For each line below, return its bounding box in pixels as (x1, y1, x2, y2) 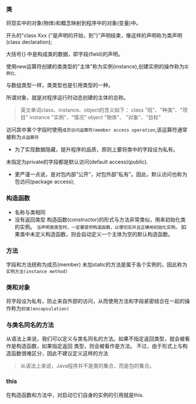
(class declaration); (6, 39, 52, 46)
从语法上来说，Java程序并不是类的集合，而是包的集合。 (20, 362, 155, 370)
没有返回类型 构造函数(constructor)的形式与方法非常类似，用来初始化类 (14, 216, 186, 223)
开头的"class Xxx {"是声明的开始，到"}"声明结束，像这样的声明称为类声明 (6, 32, 183, 39)
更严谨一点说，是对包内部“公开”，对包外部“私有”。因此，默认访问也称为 (14, 171, 188, 178)
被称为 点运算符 (6, 133, 39, 141)
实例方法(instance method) (6, 268, 68, 274)
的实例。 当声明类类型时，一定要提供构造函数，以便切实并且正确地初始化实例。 (14, 223, 180, 230)
